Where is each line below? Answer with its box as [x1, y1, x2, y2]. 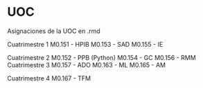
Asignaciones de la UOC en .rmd [7, 27, 100, 35]
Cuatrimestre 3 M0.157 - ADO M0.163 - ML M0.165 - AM [7, 60, 166, 69]
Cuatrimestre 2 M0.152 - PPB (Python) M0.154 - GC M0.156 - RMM [7, 53, 196, 62]
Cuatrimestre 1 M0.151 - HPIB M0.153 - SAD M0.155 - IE [7, 40, 164, 48]
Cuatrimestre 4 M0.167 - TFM [7, 74, 91, 82]
